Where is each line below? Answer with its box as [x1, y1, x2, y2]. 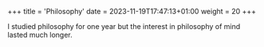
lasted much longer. [7, 31, 73, 39]
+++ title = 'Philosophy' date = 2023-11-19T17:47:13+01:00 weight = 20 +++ [7, 7, 257, 16]
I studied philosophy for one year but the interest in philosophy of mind [7, 22, 241, 31]
